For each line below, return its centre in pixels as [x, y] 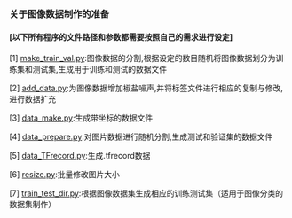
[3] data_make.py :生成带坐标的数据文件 [81, 118]
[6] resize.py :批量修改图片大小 [64, 175]
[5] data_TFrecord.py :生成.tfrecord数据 [80, 156]
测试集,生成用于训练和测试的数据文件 [100, 69]
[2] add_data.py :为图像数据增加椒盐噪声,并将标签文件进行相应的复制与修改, [146, 88]
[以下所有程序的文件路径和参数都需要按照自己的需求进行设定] [121, 36]
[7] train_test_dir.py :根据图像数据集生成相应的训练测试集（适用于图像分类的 [146, 193]
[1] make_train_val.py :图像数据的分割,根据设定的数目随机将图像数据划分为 [142, 58]
